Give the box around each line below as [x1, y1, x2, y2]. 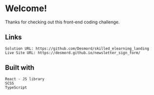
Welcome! [5, 3, 47, 14]
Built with [5, 64, 35, 72]
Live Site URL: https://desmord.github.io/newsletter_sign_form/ [5, 50, 140, 55]
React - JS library [5, 76, 45, 81]
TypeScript [5, 85, 27, 90]
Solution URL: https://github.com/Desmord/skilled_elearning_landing [5, 46, 150, 51]
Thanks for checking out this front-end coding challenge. [5, 19, 120, 25]
